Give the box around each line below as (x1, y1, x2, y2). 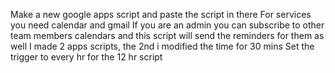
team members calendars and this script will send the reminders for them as (10, 30, 325, 41)
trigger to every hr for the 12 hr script (10, 51, 163, 63)
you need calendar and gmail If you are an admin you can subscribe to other (10, 19, 325, 31)
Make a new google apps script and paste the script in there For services (10, 9, 312, 20)
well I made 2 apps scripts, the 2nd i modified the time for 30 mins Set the (10, 40, 315, 52)
